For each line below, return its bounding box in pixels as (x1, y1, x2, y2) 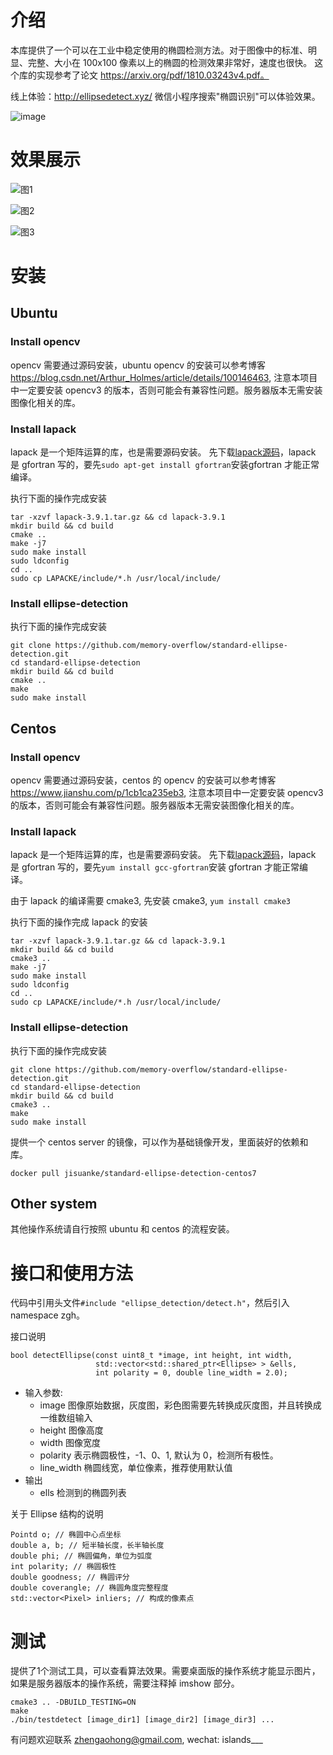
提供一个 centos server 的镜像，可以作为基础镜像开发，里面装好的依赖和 (10, 1136, 309, 1148)
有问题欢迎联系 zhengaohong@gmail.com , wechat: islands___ (10, 1734, 263, 1746)
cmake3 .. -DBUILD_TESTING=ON (10, 1697, 137, 1708)
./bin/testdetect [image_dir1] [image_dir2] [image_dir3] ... (10, 1715, 275, 1725)
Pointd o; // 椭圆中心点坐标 (10, 1530, 122, 1540)
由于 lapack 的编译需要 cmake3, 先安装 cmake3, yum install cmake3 (10, 895, 292, 907)
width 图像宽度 (39, 1437, 102, 1449)
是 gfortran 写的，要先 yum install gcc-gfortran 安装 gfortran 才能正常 (10, 861, 300, 873)
